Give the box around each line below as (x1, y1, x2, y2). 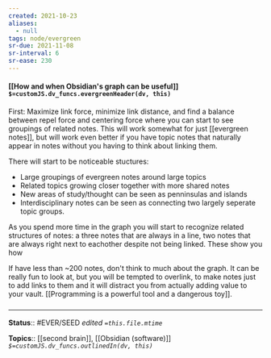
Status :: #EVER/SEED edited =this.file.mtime (8, 318, 163, 327)
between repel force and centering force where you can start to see (8, 115, 234, 125)
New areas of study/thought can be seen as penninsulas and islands (19, 189, 248, 199)
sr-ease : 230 (8, 57, 52, 65)
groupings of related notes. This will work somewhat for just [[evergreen (8, 124, 248, 134)
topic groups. (19, 206, 65, 216)
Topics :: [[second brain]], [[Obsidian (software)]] (8, 334, 172, 343)
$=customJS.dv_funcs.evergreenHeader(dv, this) (8, 90, 172, 98)
